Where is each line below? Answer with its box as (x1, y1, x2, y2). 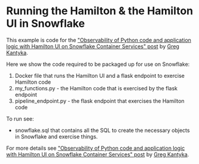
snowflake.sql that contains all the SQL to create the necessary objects (14, 127, 190, 134)
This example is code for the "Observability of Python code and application (6, 36, 191, 43)
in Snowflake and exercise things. (14, 133, 98, 140)
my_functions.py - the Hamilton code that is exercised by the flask (14, 84, 178, 92)
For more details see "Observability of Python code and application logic (6, 144, 185, 152)
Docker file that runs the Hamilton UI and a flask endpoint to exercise (14, 72, 185, 79)
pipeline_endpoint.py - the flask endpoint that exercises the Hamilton (14, 97, 185, 105)
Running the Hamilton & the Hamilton (6, 4, 194, 18)
